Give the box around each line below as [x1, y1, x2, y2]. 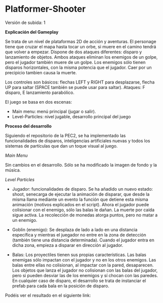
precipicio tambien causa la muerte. [5, 69, 77, 75]
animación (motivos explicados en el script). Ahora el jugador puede [12, 201, 149, 207]
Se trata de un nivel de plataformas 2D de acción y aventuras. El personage [5, 38, 157, 44]
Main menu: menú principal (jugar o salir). [12, 108, 96, 114]
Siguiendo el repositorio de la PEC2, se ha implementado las [5, 132, 126, 138]
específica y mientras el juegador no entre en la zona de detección [12, 232, 146, 238]
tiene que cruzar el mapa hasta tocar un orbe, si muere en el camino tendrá [5, 43, 157, 49]
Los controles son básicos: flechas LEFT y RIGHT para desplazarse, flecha [5, 79, 155, 85]
